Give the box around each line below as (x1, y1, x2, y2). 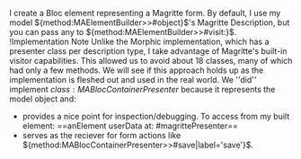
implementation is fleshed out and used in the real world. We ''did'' (9, 75, 257, 84)
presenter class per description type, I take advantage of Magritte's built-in (9, 46, 288, 57)
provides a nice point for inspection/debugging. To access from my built (22, 111, 290, 121)
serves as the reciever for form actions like (22, 130, 181, 140)
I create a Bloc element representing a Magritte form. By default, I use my (9, 8, 281, 18)
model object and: (9, 93, 76, 104)
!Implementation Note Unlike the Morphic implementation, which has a (9, 36, 270, 47)
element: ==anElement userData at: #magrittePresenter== (22, 120, 238, 131)
